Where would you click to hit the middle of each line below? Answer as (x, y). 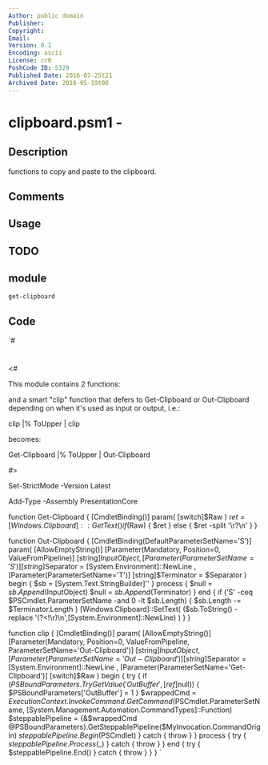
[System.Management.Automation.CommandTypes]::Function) (130, 710)
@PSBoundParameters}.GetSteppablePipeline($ (87, 727)
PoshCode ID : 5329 (39, 68)
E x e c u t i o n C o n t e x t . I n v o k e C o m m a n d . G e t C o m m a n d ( (92, 702)
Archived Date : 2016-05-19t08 (59, 83)
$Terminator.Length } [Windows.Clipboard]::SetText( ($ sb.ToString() (121, 609)
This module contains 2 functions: (64, 384)
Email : (19, 38)
